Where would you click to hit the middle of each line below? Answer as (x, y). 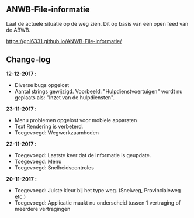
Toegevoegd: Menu (38, 161)
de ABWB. (18, 30)
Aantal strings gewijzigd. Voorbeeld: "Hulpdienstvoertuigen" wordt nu (98, 91)
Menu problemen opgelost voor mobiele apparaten (76, 120)
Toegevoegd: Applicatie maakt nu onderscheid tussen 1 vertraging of (98, 203)
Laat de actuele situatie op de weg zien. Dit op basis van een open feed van (97, 23)
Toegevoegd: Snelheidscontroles (54, 167)
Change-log (28, 60)
